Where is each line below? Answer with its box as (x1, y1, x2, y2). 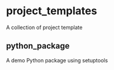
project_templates (6, 4, 97, 18)
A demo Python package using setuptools (6, 56, 108, 63)
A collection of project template (6, 24, 83, 31)
